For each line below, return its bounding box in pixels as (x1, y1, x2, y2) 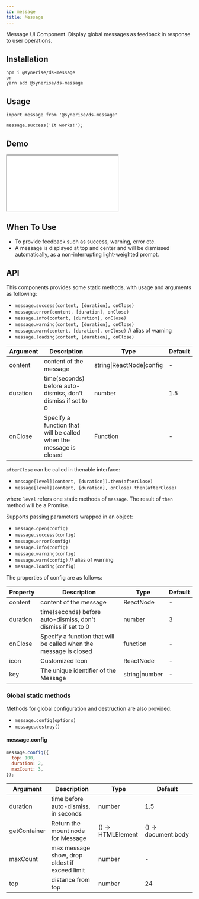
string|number (123, 670, 163, 678)
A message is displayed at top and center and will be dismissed (14, 244, 170, 251)
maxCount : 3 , (11, 766, 44, 772)
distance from (51, 876, 91, 884)
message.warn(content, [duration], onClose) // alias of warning (14, 327, 172, 334)
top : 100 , (11, 755, 36, 761)
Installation (6, 54, 49, 64)
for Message (51, 834, 87, 843)
